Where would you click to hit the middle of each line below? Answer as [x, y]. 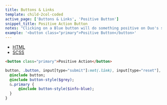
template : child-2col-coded [34, 14]
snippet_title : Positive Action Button [46, 24]
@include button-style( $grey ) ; [42, 80]
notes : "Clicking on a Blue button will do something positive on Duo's [82, 28]
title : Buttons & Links [30, 10]
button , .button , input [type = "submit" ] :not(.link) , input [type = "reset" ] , [83, 70]
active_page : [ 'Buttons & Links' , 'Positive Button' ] [62, 19]
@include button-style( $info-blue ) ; [56, 89]
